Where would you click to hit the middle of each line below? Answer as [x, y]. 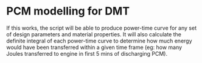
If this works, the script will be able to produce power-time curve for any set [101, 28]
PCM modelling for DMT [68, 11]
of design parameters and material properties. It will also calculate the [94, 34]
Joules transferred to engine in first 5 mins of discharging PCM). [87, 53]
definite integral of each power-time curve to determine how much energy [99, 41]
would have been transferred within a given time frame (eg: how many [94, 47]
